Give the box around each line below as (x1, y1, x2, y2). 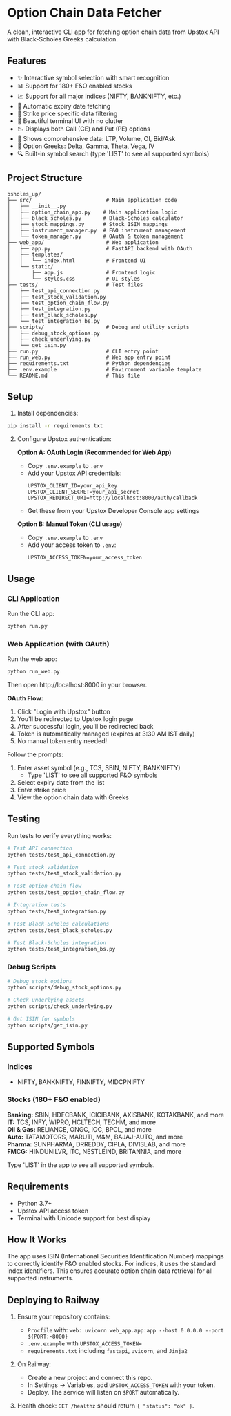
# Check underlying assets (7, 997, 85, 1004)
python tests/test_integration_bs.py (7, 946, 116, 953)
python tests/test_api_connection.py (7, 851, 116, 858)
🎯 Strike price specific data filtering (17, 109, 118, 118)
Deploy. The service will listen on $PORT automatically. (27, 1388, 180, 1397)
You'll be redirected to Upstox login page (17, 714, 134, 723)
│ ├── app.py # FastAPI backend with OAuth (7, 245, 193, 252)
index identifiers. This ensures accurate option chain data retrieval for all (7, 1267, 213, 1275)
